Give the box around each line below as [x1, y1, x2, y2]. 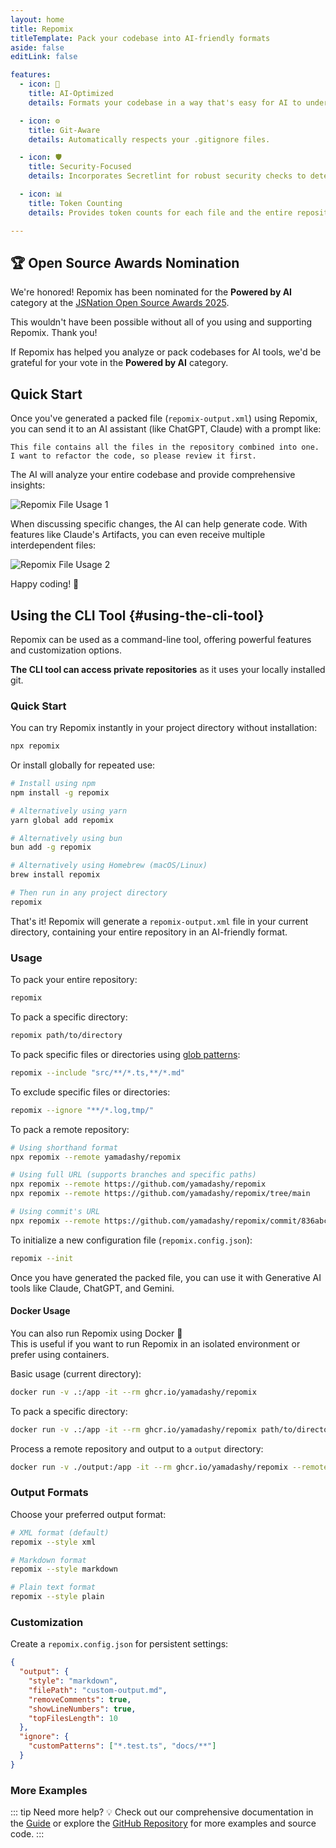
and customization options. [10, 644, 122, 656]
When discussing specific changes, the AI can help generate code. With [10, 518, 308, 530]
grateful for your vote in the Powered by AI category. [10, 357, 229, 369]
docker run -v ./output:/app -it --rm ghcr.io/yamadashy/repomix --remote [10, 1462, 329, 1472]
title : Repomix [10, 24, 74, 34]
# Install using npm [10, 779, 97, 789]
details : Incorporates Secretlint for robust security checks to [28, 171, 307, 181]
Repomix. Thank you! [10, 327, 98, 339]
